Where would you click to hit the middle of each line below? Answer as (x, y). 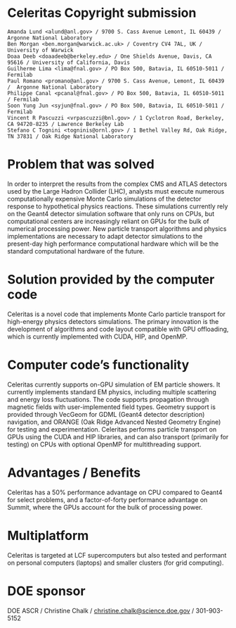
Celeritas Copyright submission (102, 13)
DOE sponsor (46, 591)
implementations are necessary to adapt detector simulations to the (105, 236)
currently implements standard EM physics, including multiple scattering (112, 391)
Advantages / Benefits (74, 472)
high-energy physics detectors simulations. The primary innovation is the (113, 321)
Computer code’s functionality (98, 365)
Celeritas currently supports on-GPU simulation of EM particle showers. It (114, 384)
